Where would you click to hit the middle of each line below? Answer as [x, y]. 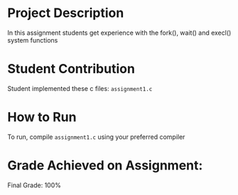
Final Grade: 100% [34, 185]
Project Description [66, 13]
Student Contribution [71, 69]
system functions [33, 40]
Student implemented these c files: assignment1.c [80, 88]
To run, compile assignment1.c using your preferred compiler [96, 137]
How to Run [42, 117]
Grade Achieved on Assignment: [105, 165]
